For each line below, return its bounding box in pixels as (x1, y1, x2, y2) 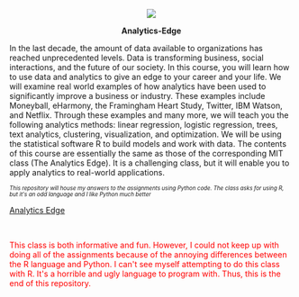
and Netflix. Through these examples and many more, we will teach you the (9, 110, 289, 121)
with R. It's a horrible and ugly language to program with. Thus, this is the (9, 268, 281, 279)
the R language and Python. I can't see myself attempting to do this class (9, 259, 281, 269)
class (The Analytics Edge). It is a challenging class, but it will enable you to (9, 157, 290, 168)
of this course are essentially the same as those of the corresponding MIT (9, 148, 284, 158)
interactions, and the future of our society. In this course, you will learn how (9, 62, 290, 72)
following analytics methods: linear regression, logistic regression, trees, (9, 120, 278, 130)
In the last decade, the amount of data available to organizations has (9, 43, 263, 53)
